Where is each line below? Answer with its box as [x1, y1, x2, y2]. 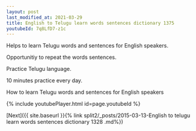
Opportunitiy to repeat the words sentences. [6, 53, 117, 61]
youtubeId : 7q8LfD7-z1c [6, 25, 67, 32]
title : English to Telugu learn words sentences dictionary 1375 [6, 20, 174, 26]
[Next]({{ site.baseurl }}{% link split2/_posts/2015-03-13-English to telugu [6, 112, 191, 119]
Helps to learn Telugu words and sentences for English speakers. [6, 42, 169, 49]
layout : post [6, 8, 39, 15]
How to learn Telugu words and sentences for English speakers [6, 88, 165, 96]
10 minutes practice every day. [6, 77, 83, 84]
